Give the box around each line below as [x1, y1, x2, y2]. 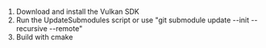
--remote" [49, 24, 83, 33]
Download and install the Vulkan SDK [15, 7, 139, 16]
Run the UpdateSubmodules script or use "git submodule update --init [15, 15, 250, 25]
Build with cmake [15, 32, 73, 42]
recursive [15, 24, 48, 33]
